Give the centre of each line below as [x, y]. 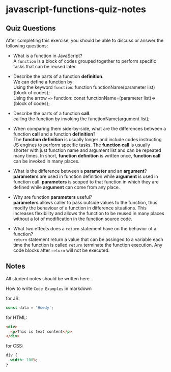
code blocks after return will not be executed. [61, 250]
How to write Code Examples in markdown [49, 288]
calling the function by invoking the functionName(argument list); [81, 119]
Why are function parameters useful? [53, 197]
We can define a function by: [44, 82]
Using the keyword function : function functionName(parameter [80, 87]
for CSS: [15, 346]
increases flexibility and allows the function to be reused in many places [89, 213]
